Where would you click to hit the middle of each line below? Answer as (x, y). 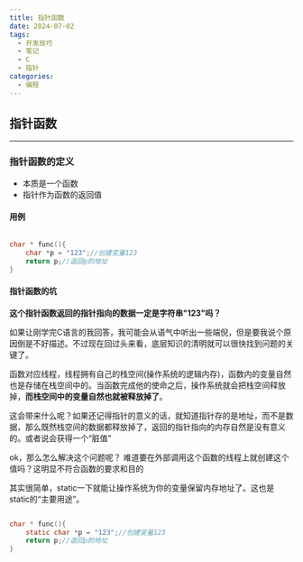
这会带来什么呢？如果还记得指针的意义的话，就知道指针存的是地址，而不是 (147, 415)
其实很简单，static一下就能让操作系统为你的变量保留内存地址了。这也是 (142, 487)
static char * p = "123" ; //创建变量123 (96, 532)
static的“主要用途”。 (47, 499)
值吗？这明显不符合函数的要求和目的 (77, 468)
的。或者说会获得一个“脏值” (60, 438)
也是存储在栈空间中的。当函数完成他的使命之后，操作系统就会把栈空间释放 (147, 385)
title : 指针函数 (37, 18)
